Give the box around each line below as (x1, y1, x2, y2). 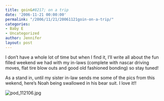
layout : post (5, 40, 33, 45)
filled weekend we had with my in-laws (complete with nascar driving (5, 59, 149, 66)
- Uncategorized (5, 31, 39, 36)
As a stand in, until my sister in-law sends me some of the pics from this (5, 74, 155, 81)
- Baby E (5, 26, 24, 31)
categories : (5, 21, 30, 27)
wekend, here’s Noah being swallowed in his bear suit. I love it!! (5, 80, 137, 86)
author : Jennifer (5, 36, 42, 41)
